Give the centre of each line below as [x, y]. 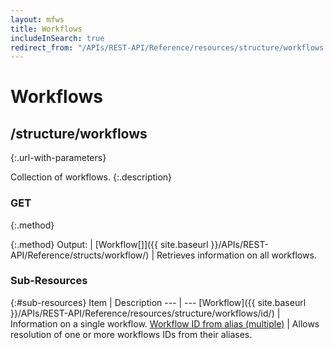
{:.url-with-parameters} [58, 158]
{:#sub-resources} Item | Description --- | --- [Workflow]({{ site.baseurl [158, 302]
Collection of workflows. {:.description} [91, 177]
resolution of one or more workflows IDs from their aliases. [131, 334]
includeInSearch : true [57, 38]
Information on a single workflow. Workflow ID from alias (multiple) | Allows [165, 323]
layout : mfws [37, 19]
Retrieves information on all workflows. [236, 255]
